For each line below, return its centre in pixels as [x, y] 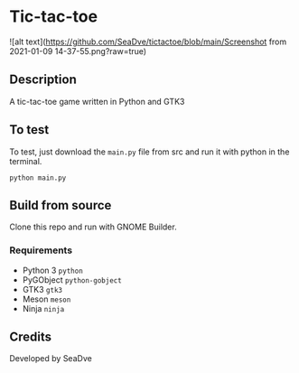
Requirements [41, 250]
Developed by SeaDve [51, 359]
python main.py [38, 178]
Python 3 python [52, 270]
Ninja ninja [43, 308]
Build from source [61, 205]
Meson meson [47, 299]
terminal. [26, 161]
